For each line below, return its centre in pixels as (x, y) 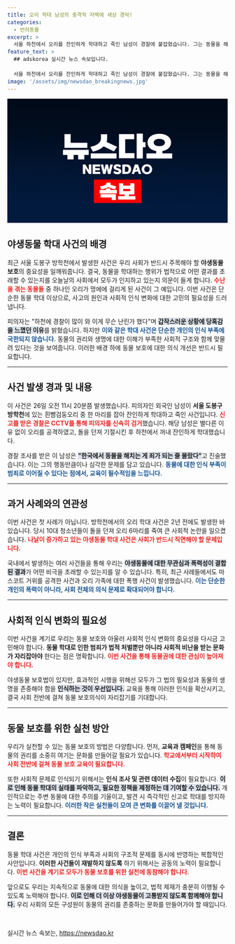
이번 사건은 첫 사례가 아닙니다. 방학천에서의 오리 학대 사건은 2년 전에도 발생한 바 (116, 522)
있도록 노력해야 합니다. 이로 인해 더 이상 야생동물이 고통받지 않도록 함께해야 (109, 896)
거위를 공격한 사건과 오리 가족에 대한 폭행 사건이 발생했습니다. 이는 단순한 (125, 581)
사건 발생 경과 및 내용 (50, 387)
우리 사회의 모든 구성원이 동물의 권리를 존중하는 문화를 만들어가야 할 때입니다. (122, 904)
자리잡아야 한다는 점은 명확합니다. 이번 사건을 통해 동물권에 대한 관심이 (109, 656)
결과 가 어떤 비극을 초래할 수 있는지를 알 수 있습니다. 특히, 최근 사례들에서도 (116, 572)
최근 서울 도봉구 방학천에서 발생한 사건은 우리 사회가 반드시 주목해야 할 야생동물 (115, 262)
